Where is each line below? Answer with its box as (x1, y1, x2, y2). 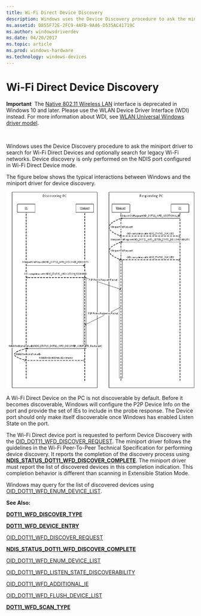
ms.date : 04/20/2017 (6, 35, 58, 41)
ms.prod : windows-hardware (6, 48, 74, 54)
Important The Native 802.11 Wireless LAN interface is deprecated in (6, 100, 178, 107)
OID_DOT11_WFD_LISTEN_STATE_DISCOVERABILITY (6, 569, 136, 576)
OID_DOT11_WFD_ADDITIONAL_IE (6, 580, 89, 587)
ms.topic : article (6, 41, 52, 47)
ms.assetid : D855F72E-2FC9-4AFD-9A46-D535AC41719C (6, 22, 135, 28)
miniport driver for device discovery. (6, 180, 96, 187)
